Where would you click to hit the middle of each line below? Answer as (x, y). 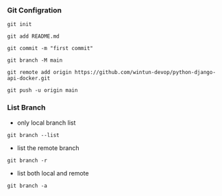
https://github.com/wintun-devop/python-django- (145, 73)
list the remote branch (48, 148)
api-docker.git (29, 78)
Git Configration (34, 10)
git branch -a (27, 186)
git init (20, 25)
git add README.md (33, 36)
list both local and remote (53, 173)
